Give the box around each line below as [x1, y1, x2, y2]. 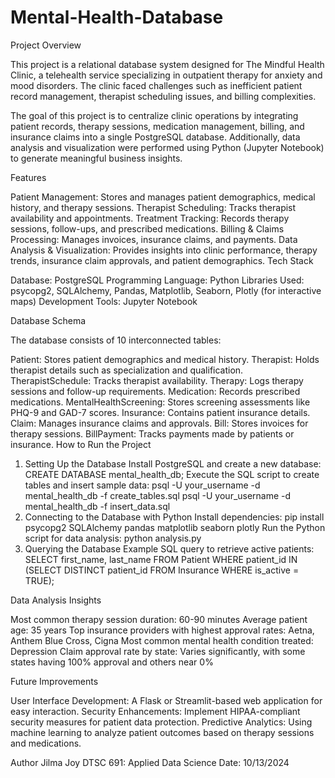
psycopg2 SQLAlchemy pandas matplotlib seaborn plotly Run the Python [24, 521, 326, 533]
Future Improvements [10, 675, 99, 687]
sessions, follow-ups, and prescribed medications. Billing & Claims [10, 222, 285, 235]
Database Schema [10, 314, 87, 326]
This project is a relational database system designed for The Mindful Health [10, 58, 325, 70]
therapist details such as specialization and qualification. [10, 364, 244, 376]
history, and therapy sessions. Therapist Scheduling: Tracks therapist [10, 201, 297, 213]
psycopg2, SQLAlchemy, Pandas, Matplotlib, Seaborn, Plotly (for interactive [10, 284, 322, 296]
